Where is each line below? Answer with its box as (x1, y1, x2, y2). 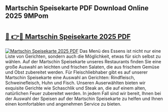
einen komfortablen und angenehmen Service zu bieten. (5, 101, 121, 107)
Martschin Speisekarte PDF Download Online (5, 4, 149, 12)
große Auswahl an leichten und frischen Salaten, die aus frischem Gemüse (5, 64, 159, 70)
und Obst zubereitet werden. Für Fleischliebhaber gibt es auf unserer (5, 69, 148, 75)
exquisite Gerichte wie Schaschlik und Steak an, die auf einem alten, (5, 85, 146, 91)
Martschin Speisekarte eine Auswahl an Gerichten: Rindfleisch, (5, 75, 135, 80)
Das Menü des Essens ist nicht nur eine (79, 48, 161, 54)
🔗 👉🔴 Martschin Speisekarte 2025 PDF (5, 32, 131, 41)
